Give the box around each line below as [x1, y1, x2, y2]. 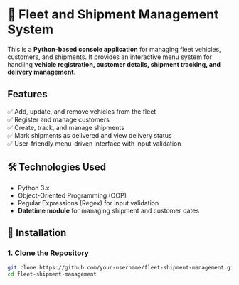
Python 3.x [17, 183, 50, 192]
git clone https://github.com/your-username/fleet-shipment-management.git [7, 264, 237, 271]
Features [7, 88, 48, 100]
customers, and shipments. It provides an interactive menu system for [7, 53, 212, 61]
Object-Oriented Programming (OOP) [17, 191, 127, 200]
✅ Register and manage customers [7, 115, 110, 124]
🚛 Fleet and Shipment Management [7, 6, 219, 23]
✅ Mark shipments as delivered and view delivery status [7, 131, 172, 139]
